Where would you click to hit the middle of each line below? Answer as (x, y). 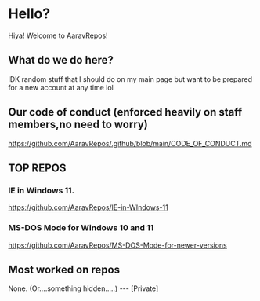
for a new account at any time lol (61, 87)
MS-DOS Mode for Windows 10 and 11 (81, 228)
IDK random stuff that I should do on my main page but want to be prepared (130, 79)
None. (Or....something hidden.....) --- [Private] (83, 288)
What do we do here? (61, 60)
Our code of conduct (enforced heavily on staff (125, 112)
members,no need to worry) (78, 125)
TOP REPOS (37, 168)
